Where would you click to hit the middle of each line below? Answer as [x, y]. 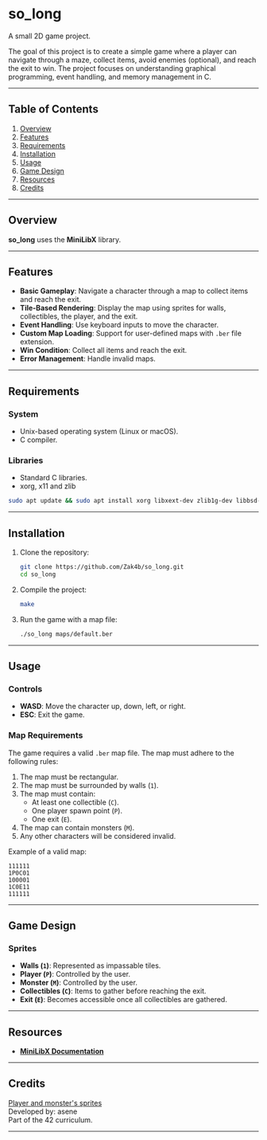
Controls [25, 688]
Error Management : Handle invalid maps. [88, 358]
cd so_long [38, 574]
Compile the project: [53, 590]
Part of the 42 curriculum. [50, 1119]
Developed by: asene [43, 1111]
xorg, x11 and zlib [48, 486]
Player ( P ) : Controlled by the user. [75, 974]
